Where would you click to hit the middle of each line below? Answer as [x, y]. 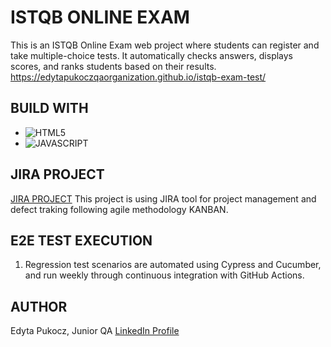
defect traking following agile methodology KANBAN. [119, 209]
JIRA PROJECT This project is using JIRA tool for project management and [163, 198]
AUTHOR [39, 306]
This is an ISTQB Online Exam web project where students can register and [165, 45]
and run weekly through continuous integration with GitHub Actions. [164, 275]
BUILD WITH [49, 108]
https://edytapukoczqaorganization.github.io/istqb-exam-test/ [138, 77]
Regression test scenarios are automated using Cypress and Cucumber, [173, 265]
